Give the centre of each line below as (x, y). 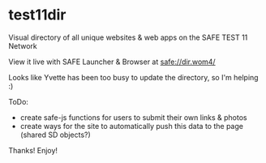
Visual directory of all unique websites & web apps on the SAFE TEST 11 (128, 37)
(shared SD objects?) (55, 135)
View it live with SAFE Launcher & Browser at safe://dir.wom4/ (112, 62)
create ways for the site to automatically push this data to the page (131, 126)
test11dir (37, 15)
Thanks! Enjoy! (33, 150)
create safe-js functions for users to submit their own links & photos (133, 117)
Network (23, 45)
